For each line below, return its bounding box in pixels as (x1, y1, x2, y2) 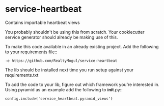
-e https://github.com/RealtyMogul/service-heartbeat (5, 58, 118, 63)
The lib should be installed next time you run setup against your (5, 67, 134, 73)
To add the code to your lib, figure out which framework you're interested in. (5, 82, 160, 87)
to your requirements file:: (5, 49, 57, 55)
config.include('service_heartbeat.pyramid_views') (5, 96, 113, 101)
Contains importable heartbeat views (5, 20, 80, 25)
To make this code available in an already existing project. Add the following (5, 43, 159, 49)
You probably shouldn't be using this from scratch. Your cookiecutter (5, 29, 145, 35)
